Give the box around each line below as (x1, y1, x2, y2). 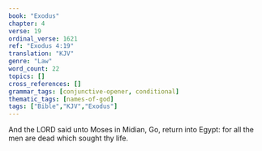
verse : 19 (8, 27, 42, 35)
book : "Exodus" (8, 11, 60, 20)
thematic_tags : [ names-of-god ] (8, 95, 114, 103)
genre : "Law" (8, 58, 53, 66)
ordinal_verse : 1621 (8, 34, 79, 43)
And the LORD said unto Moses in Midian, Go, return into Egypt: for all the (8, 125, 254, 135)
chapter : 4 (8, 19, 45, 28)
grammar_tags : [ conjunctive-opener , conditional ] (8, 87, 180, 96)
